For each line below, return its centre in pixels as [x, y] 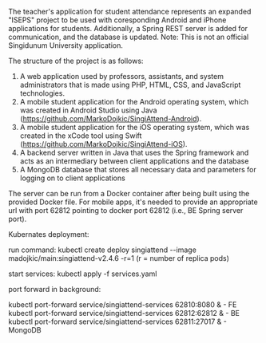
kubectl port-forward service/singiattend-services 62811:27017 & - [118, 321]
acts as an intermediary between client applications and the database [134, 161]
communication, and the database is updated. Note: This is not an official [129, 37]
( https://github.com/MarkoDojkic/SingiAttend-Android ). [111, 118]
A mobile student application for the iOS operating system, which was [135, 127]
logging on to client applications [72, 178]
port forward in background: [55, 289]
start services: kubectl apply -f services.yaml [83, 274]
